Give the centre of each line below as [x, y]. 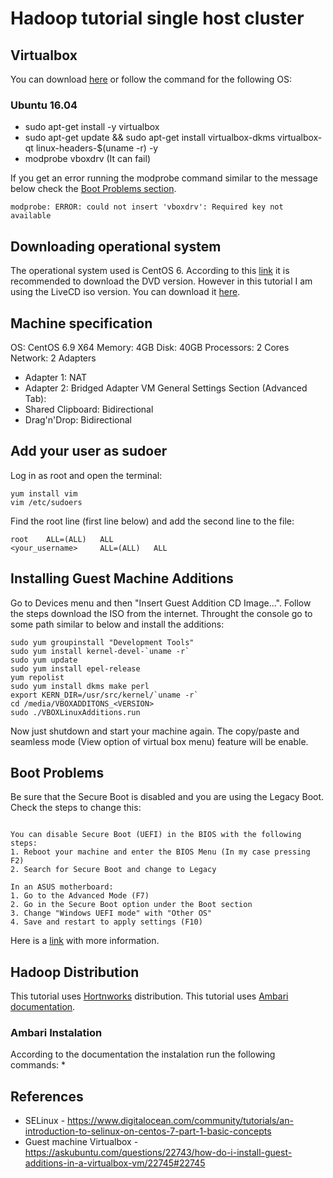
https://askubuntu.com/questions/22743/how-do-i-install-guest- [158, 1153]
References [47, 1096]
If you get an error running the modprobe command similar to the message [164, 178]
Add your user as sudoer [89, 451]
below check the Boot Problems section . [93, 189]
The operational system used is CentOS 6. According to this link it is [150, 271]
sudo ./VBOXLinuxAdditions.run [75, 712]
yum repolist [37, 677]
